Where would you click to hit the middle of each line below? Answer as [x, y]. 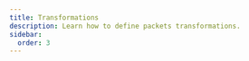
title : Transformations [54, 17]
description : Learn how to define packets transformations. [125, 26]
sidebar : [26, 34]
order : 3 [34, 43]
